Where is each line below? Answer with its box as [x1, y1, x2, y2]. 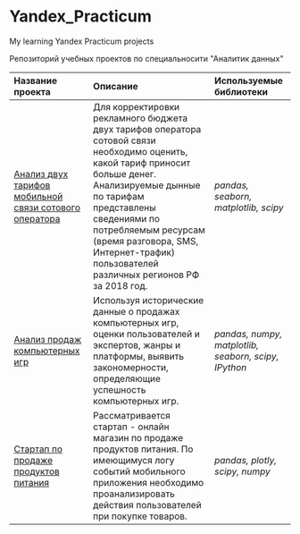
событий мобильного [93, 465, 186, 478]
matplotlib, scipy [213, 201, 284, 214]
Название [13, 74, 58, 87]
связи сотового [13, 201, 81, 214]
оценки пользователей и [93, 327, 201, 340]
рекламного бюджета [93, 112, 188, 124]
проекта [13, 85, 51, 97]
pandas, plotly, [213, 453, 277, 466]
